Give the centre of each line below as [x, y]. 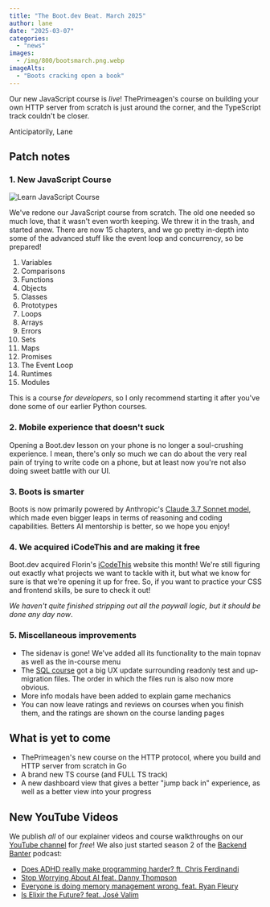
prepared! [26, 247]
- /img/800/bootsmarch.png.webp [71, 61]
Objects [34, 288]
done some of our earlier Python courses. [78, 407]
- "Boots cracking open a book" [71, 76]
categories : [29, 38]
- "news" [31, 46]
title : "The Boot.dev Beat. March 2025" [78, 16]
